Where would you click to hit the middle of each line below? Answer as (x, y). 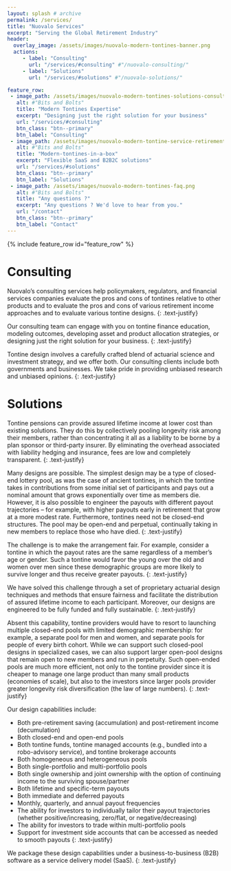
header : (18, 39)
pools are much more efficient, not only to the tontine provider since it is (109, 667)
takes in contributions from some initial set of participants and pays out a (110, 487)
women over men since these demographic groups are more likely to (104, 567)
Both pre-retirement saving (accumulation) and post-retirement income (118, 722)
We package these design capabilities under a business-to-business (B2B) (113, 853)
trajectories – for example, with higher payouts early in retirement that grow (114, 510)
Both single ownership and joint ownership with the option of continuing (119, 774)
